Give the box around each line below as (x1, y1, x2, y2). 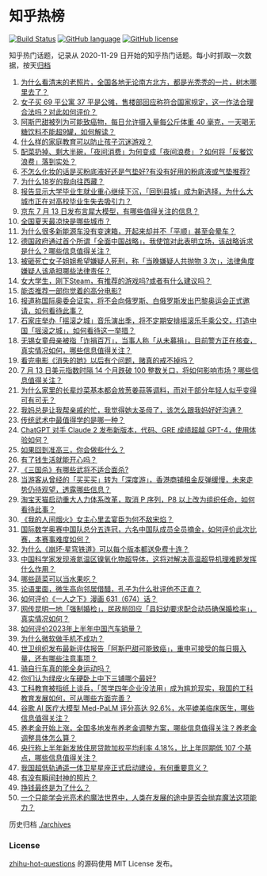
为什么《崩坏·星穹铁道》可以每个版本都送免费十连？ (20, 544, 189, 553)
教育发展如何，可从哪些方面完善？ (20, 693, 132, 703)
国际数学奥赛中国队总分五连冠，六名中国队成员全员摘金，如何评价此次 (20, 524, 250, 533)
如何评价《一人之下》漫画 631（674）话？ (20, 594, 158, 603)
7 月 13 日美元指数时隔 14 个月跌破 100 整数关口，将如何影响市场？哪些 (20, 365, 252, 374)
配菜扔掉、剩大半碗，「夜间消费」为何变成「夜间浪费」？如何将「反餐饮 (20, 146, 254, 156)
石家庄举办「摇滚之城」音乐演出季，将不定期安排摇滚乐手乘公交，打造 (20, 316, 250, 325)
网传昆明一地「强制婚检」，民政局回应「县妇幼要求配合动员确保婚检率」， (20, 603, 257, 613)
